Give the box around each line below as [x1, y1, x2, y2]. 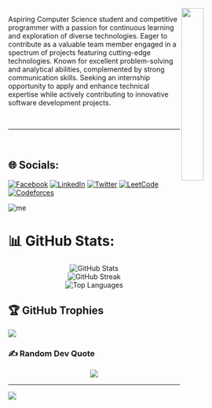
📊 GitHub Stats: [8, 232, 115, 250]
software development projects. [8, 98, 111, 107]
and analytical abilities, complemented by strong [8, 64, 165, 74]
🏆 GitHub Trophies [8, 304, 104, 318]
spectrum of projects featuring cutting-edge [8, 48, 152, 57]
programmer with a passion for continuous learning [8, 23, 174, 32]
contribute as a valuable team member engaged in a [8, 39, 177, 49]
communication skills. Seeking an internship [8, 73, 151, 82]
